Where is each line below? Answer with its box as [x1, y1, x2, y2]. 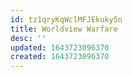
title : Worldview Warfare [10, 24, 118, 34]
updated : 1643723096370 [10, 42, 110, 53]
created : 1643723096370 [10, 52, 110, 62]
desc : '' [10, 33, 47, 43]
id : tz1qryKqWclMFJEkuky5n [10, 14, 123, 25]
